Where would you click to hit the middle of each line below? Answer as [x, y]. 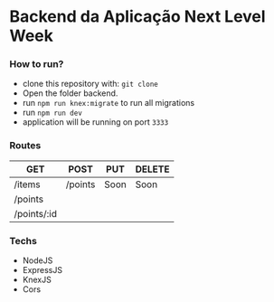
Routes [25, 146]
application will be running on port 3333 [95, 122]
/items [27, 184]
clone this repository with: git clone [90, 84]
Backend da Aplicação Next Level [137, 17]
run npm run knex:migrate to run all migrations [109, 103]
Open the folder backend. [70, 93]
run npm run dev [52, 113]
